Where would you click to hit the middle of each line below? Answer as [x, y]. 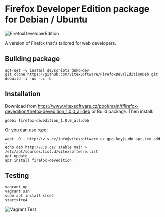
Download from [21, 106]
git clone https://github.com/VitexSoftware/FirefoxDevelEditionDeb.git [82, 74]
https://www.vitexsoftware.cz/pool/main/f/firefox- [88, 106]
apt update [16, 156]
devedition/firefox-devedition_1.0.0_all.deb [48, 111]
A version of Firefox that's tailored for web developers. [61, 43]
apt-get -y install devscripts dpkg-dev [47, 70]
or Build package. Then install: [122, 111]
